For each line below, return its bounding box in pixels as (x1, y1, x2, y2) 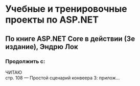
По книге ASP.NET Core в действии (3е (5, 34, 135, 43)
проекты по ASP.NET (5, 14, 99, 26)
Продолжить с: (5, 57, 45, 64)
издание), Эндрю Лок (5, 42, 78, 51)
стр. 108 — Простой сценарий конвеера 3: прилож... (5, 75, 120, 81)
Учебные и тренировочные (5, 3, 127, 15)
